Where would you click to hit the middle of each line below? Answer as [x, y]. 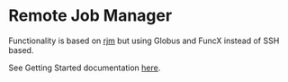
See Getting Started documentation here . [85, 68]
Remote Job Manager [90, 16]
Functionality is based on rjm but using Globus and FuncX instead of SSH [144, 41]
